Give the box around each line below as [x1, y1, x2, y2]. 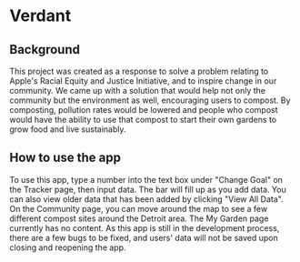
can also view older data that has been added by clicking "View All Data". [9, 193, 284, 205]
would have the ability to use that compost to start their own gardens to [9, 115, 277, 125]
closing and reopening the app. [9, 242, 126, 253]
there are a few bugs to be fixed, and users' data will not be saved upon [9, 232, 279, 243]
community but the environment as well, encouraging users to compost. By [9, 95, 291, 106]
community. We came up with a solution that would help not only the [9, 86, 266, 96]
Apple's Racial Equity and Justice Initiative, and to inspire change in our [9, 76, 277, 86]
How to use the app [9, 150, 121, 166]
